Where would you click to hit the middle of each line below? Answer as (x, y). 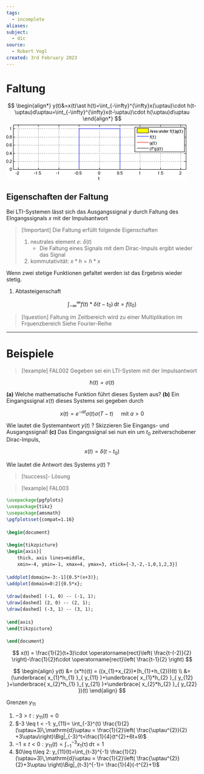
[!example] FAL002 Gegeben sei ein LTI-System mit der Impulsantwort (109, 371)
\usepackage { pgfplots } (35, 500)
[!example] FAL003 (45, 488)
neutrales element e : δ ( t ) (61, 242)
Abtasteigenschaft (38, 291)
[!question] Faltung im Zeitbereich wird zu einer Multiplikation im (102, 317)
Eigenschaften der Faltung (57, 197)
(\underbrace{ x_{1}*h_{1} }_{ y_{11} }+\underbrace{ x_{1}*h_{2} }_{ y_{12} (102, 678)
